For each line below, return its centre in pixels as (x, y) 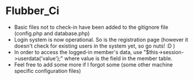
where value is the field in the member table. (118, 58)
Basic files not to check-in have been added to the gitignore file (91, 27)
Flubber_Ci (32, 11)
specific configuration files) (47, 71)
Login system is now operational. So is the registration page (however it (101, 39)
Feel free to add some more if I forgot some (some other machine (93, 64)
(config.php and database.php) (52, 33)
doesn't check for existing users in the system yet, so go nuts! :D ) (94, 46)
